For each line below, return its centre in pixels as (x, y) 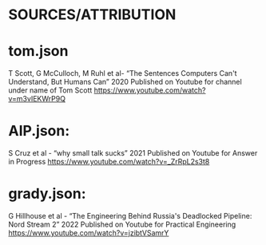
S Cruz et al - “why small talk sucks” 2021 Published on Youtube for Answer (133, 153)
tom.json (38, 51)
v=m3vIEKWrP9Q (37, 99)
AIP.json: (39, 131)
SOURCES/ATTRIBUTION (92, 15)
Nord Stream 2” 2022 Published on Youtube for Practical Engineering (122, 224)
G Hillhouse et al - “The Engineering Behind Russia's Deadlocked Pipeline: (130, 216)
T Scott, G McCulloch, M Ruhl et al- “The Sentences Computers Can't (123, 73)
